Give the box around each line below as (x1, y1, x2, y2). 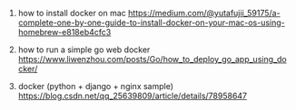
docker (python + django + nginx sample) (17, 81, 174, 91)
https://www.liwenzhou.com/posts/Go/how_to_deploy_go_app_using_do (17, 54, 288, 64)
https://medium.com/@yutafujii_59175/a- (128, 8, 281, 18)
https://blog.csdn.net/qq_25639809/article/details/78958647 (17, 90, 248, 101)
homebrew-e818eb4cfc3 (17, 27, 112, 37)
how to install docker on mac (17, 8, 127, 18)
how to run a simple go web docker (17, 44, 151, 55)
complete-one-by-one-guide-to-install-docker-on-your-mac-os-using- (17, 17, 286, 28)
